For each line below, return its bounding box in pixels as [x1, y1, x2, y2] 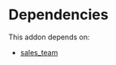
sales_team [19, 47, 58, 57]
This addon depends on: [8, 32, 90, 42]
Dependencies [8, 6, 109, 24]
